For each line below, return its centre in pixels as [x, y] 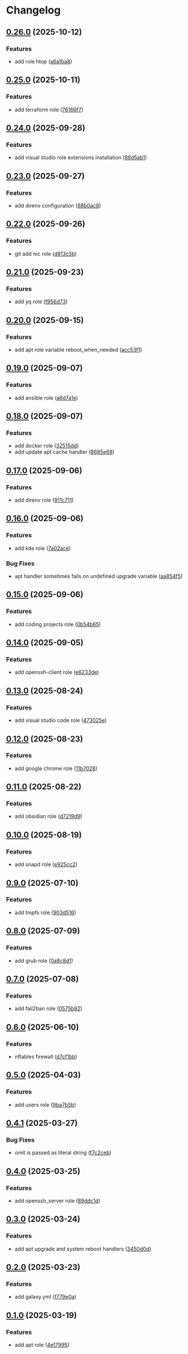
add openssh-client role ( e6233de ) [57, 672]
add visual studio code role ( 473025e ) [61, 721]
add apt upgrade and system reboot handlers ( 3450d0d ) [83, 1249]
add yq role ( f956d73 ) [41, 302]
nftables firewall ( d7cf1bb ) [46, 1056]
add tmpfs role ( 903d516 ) [45, 912]
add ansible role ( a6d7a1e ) [46, 398]
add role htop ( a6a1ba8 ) [43, 61]
